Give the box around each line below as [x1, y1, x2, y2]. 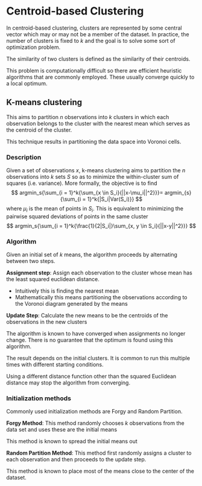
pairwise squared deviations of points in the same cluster [6, 213, 149, 220]
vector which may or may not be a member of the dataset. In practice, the [6, 30, 189, 37]
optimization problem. [6, 44, 61, 51]
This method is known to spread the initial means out [6, 438, 137, 445]
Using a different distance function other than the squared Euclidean [6, 373, 177, 380]
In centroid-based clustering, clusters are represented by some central [6, 24, 182, 31]
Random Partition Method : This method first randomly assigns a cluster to [6, 449, 192, 457]
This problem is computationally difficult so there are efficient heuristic [6, 66, 182, 74]
